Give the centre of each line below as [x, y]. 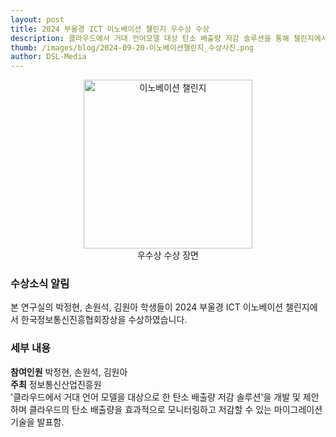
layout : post [37, 19]
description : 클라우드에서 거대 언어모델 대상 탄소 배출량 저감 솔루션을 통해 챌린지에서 [169, 38]
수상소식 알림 [40, 284]
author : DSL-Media [48, 57]
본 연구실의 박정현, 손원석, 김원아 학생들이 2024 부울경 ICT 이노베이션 [147, 307]
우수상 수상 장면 [168, 255]
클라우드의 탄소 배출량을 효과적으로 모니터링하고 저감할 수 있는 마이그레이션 [175, 409]
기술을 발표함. [37, 422]
